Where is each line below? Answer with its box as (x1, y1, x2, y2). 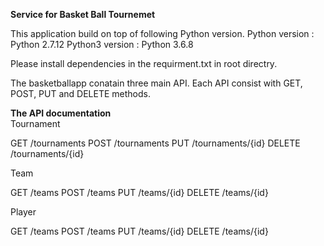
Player (10, 206, 37, 218)
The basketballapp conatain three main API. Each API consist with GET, (10, 77, 303, 89)
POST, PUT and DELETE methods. (10, 88, 151, 99)
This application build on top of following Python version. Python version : (10, 28, 315, 39)
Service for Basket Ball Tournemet (10, 9, 156, 20)
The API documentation (10, 107, 112, 119)
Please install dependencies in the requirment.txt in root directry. (10, 58, 278, 69)
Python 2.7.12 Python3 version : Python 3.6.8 (10, 39, 194, 50)
